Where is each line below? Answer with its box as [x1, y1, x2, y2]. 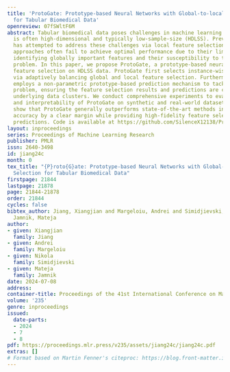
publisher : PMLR [7, 138, 53, 145]
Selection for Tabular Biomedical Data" [13, 170, 130, 176]
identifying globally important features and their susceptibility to [13, 55, 219, 62]
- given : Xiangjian [7, 227, 63, 234]
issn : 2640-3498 [7, 144, 53, 151]
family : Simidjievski [13, 259, 75, 266]
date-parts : [13, 316, 48, 323]
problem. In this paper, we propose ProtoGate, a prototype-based [13, 61, 207, 68]
